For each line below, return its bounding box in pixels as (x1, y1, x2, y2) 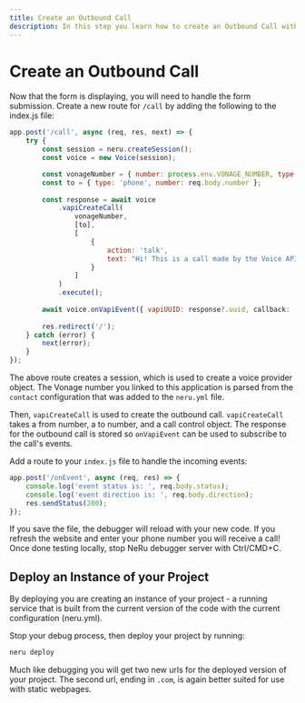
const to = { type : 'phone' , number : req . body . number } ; (42, 178, 262, 187)
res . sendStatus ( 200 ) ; (25, 498, 107, 507)
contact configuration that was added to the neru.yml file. (9, 392, 225, 403)
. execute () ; (57, 288, 103, 297)
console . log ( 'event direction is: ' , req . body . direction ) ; (25, 490, 254, 499)
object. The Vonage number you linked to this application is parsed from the (9, 382, 293, 393)
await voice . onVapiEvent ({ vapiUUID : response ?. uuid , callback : (42, 305, 290, 314)
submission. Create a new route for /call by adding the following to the (9, 101, 277, 112)
